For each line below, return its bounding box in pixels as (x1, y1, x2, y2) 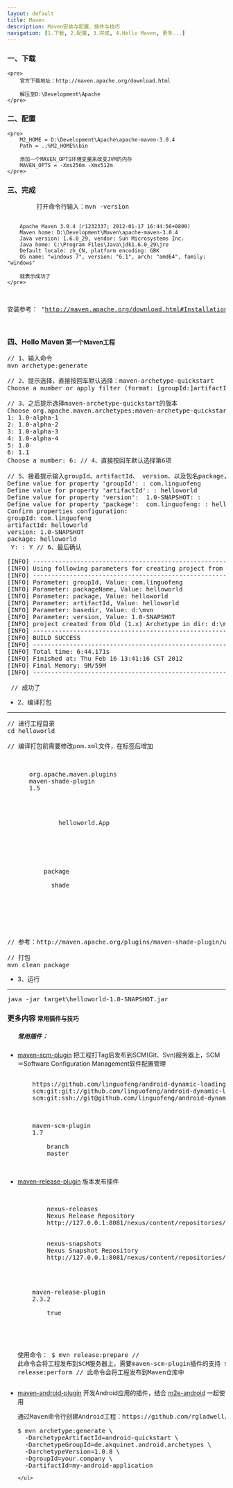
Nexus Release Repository (46, 1212, 135, 1220)
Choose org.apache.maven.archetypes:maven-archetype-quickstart (7, 407, 231, 415)
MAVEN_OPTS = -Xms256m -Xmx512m (19, 162, 113, 168)
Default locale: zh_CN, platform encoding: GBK (19, 248, 159, 254)
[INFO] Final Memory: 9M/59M (7, 661, 106, 670)
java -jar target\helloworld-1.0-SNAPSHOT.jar (7, 996, 169, 1003)
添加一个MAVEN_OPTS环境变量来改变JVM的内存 (19, 155, 133, 163)
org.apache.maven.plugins (28, 770, 117, 779)
